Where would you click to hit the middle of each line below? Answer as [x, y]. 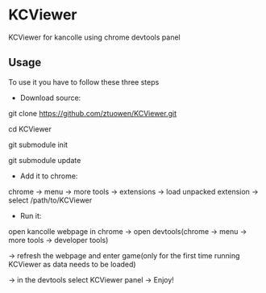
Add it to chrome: [49, 176]
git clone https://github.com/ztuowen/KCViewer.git [93, 113]
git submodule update [45, 160]
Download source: [50, 98]
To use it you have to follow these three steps [84, 82]
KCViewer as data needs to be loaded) [72, 264]
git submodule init [38, 144]
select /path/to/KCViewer [50, 200]
